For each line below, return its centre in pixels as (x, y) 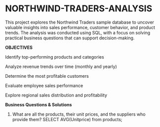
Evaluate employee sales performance (44, 85)
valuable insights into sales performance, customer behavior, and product (80, 27)
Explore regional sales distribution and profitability (56, 95)
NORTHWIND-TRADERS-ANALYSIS (79, 9)
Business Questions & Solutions (39, 104)
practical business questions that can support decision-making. (70, 38)
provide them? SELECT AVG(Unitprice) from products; (67, 119)
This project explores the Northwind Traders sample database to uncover (80, 22)
